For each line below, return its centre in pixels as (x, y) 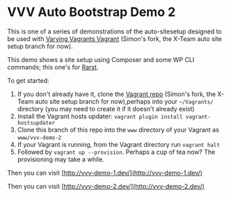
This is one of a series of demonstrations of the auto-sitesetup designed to (114, 31)
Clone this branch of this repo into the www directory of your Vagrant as (118, 129)
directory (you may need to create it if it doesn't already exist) (106, 109)
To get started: (29, 80)
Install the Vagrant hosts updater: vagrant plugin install (100, 116)
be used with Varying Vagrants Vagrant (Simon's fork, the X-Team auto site (115, 38)
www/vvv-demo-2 (39, 137)
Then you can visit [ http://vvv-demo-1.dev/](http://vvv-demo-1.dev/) (105, 173)
